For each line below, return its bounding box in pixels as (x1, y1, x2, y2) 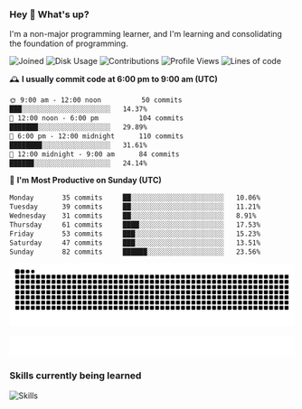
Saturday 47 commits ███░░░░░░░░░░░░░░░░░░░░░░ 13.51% (9, 238, 260, 247)
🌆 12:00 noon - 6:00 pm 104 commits (9, 114, 184, 123)
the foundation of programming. (9, 38, 128, 49)
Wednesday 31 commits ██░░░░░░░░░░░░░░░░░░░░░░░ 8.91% (9, 211, 257, 220)
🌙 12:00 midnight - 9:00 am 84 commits (9, 150, 180, 159)
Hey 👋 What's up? (9, 8, 90, 21)
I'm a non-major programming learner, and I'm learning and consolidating (9, 29, 283, 40)
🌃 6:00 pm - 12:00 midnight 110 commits (9, 132, 184, 141)
